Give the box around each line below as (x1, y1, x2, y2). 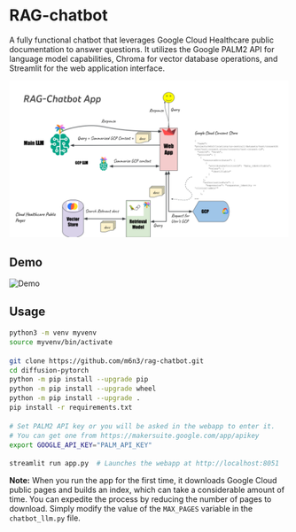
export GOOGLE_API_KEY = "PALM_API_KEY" (9, 440, 152, 450)
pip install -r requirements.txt (9, 404, 133, 412)
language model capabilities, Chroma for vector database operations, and (9, 53, 278, 64)
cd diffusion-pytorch (9, 366, 90, 374)
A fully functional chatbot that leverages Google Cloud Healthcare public (9, 35, 275, 45)
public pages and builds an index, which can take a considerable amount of (9, 484, 285, 496)
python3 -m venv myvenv (9, 328, 97, 337)
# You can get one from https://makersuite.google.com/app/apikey (9, 431, 260, 440)
